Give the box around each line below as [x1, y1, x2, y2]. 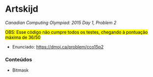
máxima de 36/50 [5, 34, 41, 40]
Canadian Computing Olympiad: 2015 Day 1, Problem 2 [5, 20, 117, 26]
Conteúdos [5, 56, 32, 63]
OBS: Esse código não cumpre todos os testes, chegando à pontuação [5, 29, 148, 35]
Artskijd [5, 3, 38, 15]
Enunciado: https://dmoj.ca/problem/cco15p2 [12, 44, 104, 50]
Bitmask [12, 67, 29, 73]
